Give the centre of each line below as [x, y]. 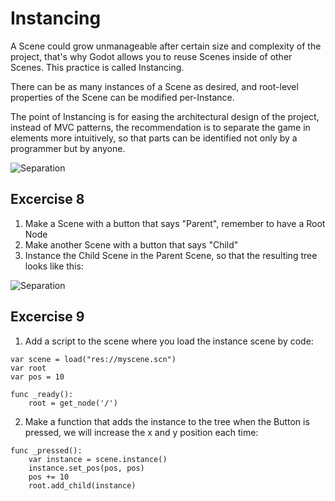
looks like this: [54, 266]
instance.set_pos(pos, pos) [86, 468]
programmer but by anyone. [68, 148]
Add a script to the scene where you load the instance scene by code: [169, 341]
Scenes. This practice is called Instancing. [97, 67]
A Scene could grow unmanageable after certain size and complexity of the [166, 46]
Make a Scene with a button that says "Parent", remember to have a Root [175, 223]
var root [28, 368]
